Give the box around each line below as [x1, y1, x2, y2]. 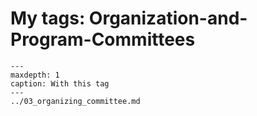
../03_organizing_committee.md [10, 96, 141, 106]
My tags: [10, 7, 86, 30]
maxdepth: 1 [10, 70, 60, 80]
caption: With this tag [10, 78, 110, 89]
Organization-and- [88, 7, 248, 30]
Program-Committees [10, 28, 196, 51]
